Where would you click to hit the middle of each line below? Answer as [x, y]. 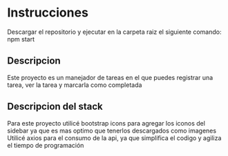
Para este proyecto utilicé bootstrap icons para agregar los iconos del [106, 123]
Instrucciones [48, 13]
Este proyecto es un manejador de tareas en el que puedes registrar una [110, 77]
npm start [21, 39]
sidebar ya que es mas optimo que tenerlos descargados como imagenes [112, 130]
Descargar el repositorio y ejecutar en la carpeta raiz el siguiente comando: [114, 32]
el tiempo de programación [46, 145]
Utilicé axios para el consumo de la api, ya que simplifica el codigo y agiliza [114, 138]
